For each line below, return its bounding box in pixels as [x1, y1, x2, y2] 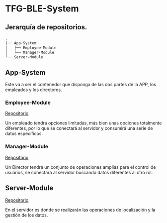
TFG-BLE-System [5, 3, 79, 14]
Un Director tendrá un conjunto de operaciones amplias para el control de [5, 164, 156, 170]
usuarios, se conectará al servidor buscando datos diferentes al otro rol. [5, 169, 153, 175]
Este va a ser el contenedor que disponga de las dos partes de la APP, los [5, 82, 157, 88]
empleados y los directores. [5, 87, 62, 93]
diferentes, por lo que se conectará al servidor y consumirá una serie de [5, 125, 153, 131]
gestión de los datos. [5, 212, 48, 218]
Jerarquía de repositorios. [5, 23, 87, 31]
